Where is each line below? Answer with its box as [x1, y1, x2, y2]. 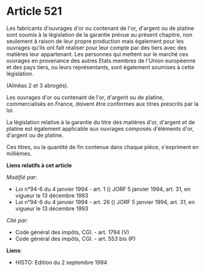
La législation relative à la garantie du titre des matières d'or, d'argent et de [6, 118, 195, 126]
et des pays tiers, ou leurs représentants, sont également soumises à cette [6, 63, 195, 71]
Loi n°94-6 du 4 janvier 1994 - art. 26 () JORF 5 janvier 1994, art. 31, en [15, 198, 195, 205]
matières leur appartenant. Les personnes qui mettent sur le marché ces [6, 50, 188, 57]
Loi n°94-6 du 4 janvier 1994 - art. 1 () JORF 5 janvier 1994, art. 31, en [15, 185, 191, 193]
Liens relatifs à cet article [6, 161, 72, 169]
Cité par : [6, 216, 29, 224]
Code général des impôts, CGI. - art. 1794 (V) [15, 228, 130, 236]
